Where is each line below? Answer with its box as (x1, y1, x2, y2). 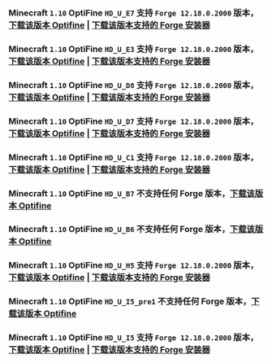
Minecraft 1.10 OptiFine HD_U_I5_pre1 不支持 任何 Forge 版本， (8, 295, 252, 307)
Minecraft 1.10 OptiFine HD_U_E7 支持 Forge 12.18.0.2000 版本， (8, 7, 259, 18)
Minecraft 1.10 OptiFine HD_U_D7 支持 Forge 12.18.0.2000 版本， (8, 116, 259, 127)
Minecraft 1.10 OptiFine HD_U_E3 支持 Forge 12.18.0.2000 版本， (8, 43, 259, 55)
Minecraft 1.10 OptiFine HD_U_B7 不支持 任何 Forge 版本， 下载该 (8, 187, 256, 199)
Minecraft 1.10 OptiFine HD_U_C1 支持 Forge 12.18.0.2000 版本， (8, 151, 259, 163)
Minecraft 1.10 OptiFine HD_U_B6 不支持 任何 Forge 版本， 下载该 (8, 224, 256, 235)
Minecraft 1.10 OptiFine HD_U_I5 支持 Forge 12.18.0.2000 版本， (8, 332, 259, 343)
